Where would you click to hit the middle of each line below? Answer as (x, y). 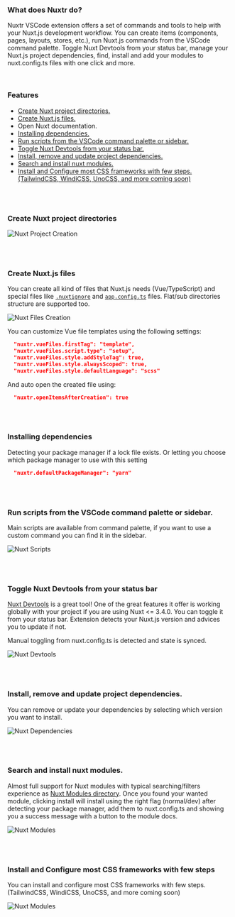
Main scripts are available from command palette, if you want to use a (109, 527)
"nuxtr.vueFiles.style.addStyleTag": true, (79, 357)
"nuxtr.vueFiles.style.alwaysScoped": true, (81, 364)
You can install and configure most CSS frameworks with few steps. (106, 885)
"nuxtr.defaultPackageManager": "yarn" (73, 473)
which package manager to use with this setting (77, 460)
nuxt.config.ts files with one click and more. (71, 63)
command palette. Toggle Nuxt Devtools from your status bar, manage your (118, 48)
